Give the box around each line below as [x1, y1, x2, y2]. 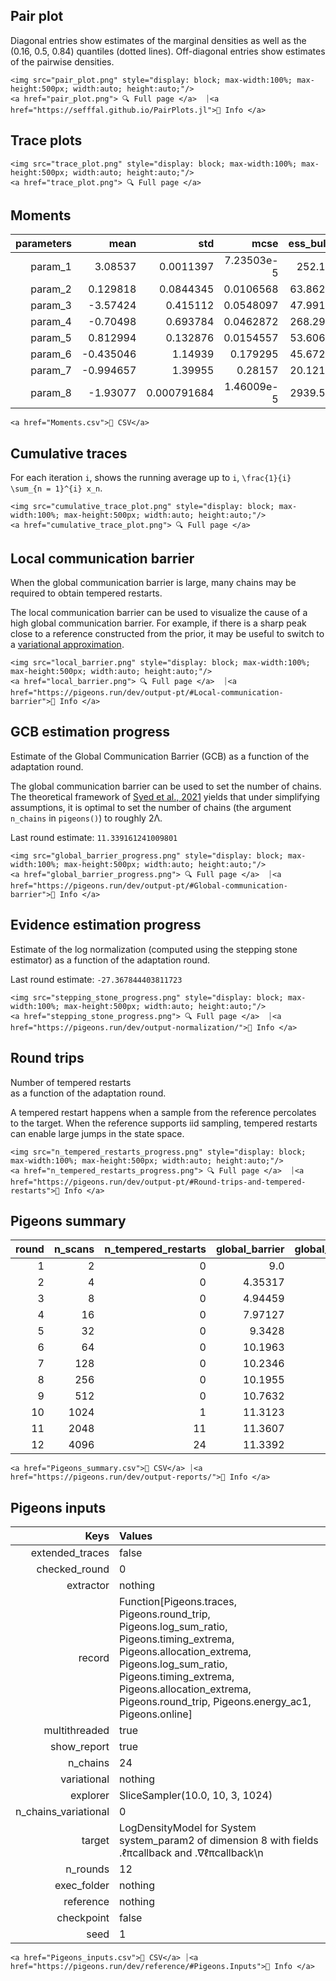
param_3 [30, 299, 72, 313]
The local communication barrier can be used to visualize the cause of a [10, 607, 308, 619]
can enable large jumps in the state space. [10, 1127, 185, 1139]
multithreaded [43, 1724, 110, 1738]
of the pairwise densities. [10, 55, 115, 68]
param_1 [30, 260, 72, 274]
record [78, 1651, 110, 1665]
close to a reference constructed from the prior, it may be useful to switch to [10, 628, 325, 640]
